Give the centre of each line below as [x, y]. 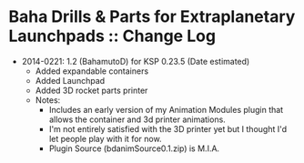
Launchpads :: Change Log [112, 36]
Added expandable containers [92, 71]
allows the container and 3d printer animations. [137, 119]
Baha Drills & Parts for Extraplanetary [152, 17]
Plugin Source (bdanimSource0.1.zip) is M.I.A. [134, 148]
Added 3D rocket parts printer [91, 90]
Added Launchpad [70, 80]
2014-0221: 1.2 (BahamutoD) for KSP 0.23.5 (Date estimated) [136, 61]
